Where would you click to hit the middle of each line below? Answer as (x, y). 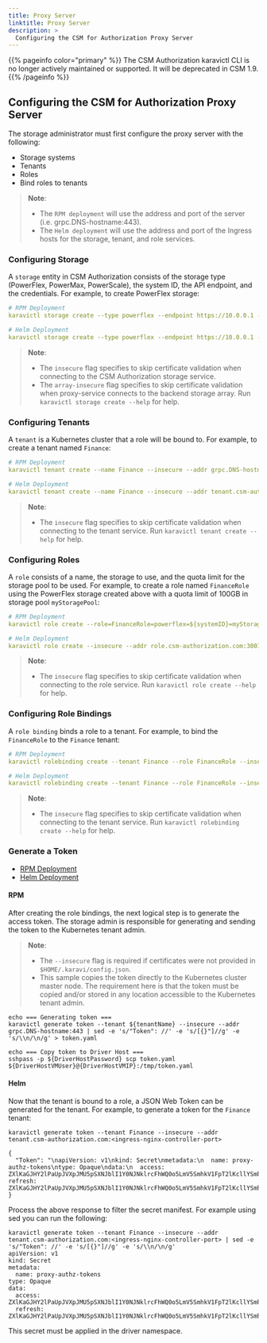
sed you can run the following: (58, 1218)
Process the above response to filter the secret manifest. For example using (132, 1210)
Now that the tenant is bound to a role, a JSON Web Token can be (116, 1101)
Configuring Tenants (49, 422)
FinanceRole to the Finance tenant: (64, 739)
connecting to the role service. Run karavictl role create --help (148, 685)
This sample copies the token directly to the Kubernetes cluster (143, 977)
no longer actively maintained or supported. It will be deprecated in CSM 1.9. (133, 69)
